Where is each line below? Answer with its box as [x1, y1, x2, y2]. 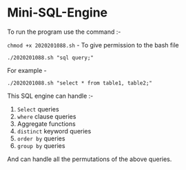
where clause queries [17, 112, 76, 120]
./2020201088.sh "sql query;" [7, 54, 94, 61]
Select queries [17, 105, 60, 113]
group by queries [17, 141, 65, 149]
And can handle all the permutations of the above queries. [7, 155, 172, 163]
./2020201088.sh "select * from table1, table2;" [7, 79, 153, 87]
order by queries [17, 134, 65, 142]
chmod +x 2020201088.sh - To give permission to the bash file [7, 41, 179, 49]
